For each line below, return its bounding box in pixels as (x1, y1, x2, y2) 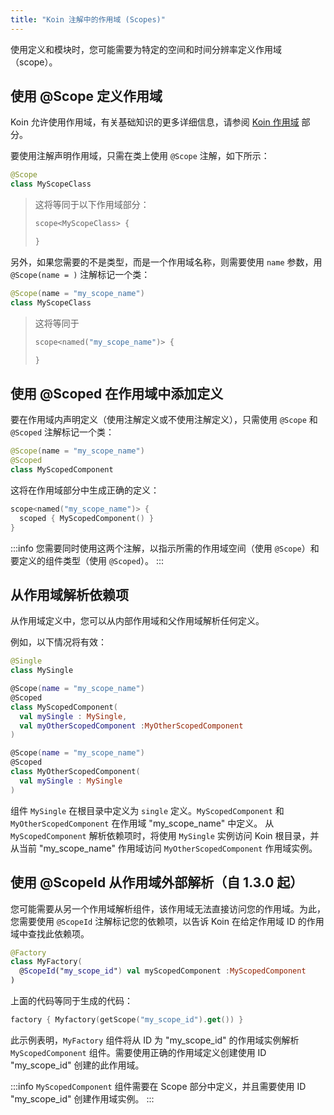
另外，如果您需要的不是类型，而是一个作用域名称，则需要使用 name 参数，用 (10, 256, 323, 268)
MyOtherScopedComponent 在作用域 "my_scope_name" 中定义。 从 (10, 817, 275, 829)
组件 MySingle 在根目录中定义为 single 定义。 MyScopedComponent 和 (10, 804, 285, 816)
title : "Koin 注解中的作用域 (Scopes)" (10, 14, 166, 25)
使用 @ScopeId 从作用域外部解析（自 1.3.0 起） (10, 874, 304, 891)
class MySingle (10, 666, 74, 676)
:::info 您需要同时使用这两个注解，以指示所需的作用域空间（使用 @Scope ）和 (10, 542, 320, 554)
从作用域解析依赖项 (10, 586, 129, 603)
